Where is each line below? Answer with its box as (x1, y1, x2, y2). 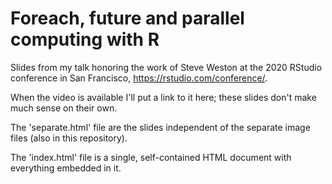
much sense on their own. (10, 102, 118, 114)
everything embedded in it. (10, 162, 122, 174)
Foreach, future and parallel (10, 7, 245, 30)
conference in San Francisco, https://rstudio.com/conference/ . (10, 72, 268, 84)
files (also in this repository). (10, 132, 128, 144)
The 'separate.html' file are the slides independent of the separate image (10, 121, 311, 133)
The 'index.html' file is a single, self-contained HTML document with (10, 151, 292, 163)
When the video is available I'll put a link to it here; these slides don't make (10, 91, 317, 103)
